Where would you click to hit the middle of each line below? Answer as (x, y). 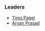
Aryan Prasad (26, 23)
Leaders (15, 7)
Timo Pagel (23, 18)
